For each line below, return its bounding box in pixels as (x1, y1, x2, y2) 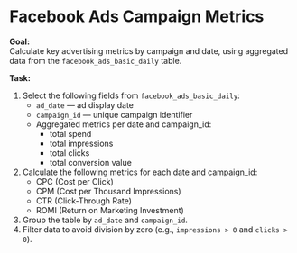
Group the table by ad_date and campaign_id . (22, 214, 188, 225)
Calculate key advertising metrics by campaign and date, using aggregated (9, 45, 289, 56)
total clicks (49, 147, 90, 158)
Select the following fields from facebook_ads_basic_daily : (22, 90, 241, 101)
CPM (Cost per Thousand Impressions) (35, 185, 182, 196)
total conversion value (49, 157, 133, 167)
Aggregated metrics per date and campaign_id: (35, 119, 212, 130)
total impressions (49, 138, 114, 149)
